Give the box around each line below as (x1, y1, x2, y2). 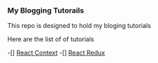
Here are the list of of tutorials (7, 35, 95, 43)
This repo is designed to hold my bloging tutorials (7, 22, 152, 30)
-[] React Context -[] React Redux (7, 48, 106, 57)
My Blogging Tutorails (7, 6, 85, 15)
